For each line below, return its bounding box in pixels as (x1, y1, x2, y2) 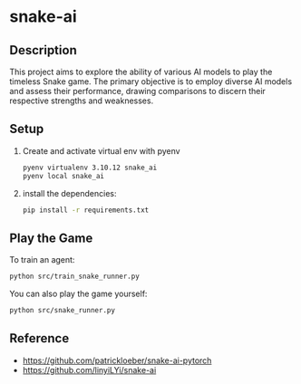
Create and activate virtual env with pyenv (22, 145, 180, 156)
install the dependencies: (22, 187, 117, 198)
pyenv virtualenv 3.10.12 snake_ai (22, 163, 158, 172)
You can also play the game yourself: (9, 288, 148, 300)
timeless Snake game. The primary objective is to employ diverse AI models (9, 76, 293, 87)
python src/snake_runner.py (9, 306, 116, 315)
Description (9, 43, 77, 58)
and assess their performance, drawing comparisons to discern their (9, 86, 266, 96)
